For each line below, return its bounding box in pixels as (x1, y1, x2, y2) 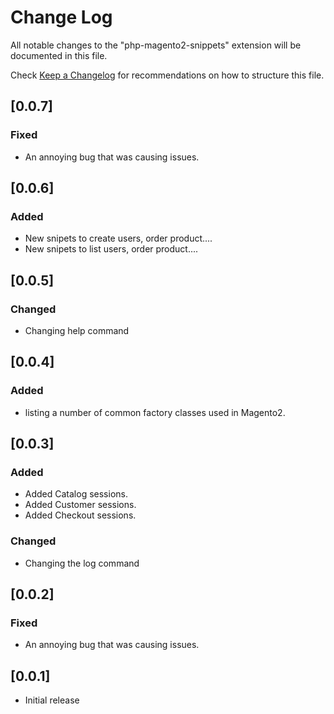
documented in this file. (10, 49, 108, 61)
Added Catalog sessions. (24, 488, 128, 500)
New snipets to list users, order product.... (24, 243, 199, 255)
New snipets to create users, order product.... (24, 232, 213, 245)
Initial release (24, 694, 80, 706)
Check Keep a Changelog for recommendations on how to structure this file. (10, 69, 325, 81)
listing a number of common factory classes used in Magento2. (24, 406, 286, 418)
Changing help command (24, 325, 130, 336)
